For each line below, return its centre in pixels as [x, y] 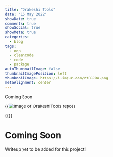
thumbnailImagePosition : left [36, 74]
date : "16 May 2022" [26, 14]
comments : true [21, 23]
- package [19, 64]
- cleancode [22, 55]
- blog [16, 42]
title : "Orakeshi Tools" [30, 10]
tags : [11, 46]
